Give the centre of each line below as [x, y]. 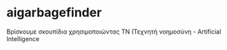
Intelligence [23, 38]
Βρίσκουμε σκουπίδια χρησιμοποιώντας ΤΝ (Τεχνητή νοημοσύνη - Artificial [114, 32]
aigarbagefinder [54, 13]
